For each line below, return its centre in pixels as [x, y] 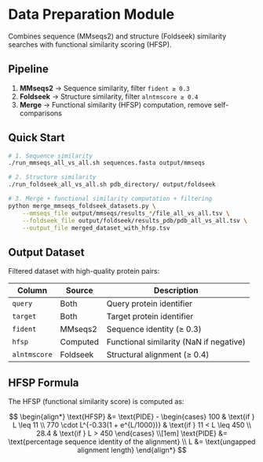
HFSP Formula [44, 382]
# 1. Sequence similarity [50, 156]
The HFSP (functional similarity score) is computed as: [96, 402]
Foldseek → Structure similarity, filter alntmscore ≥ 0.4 [109, 96]
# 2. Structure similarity [52, 177]
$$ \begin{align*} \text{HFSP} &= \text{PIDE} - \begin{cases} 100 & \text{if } [132, 417]
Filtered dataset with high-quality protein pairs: [84, 271]
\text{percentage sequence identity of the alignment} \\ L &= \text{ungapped [132, 442]
